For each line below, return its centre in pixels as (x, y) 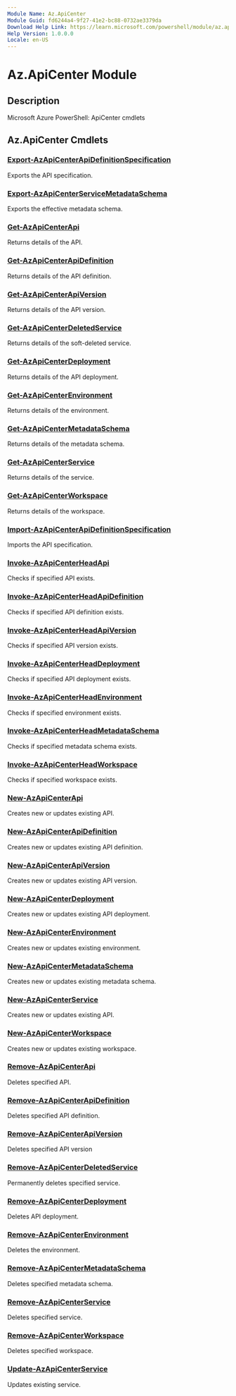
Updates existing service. (44, 1384)
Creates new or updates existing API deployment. (79, 914)
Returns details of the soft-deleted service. (69, 343)
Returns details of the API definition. (59, 276)
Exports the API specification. (50, 175)
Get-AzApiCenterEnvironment (60, 395)
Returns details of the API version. (57, 310)
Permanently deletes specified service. (64, 1183)
